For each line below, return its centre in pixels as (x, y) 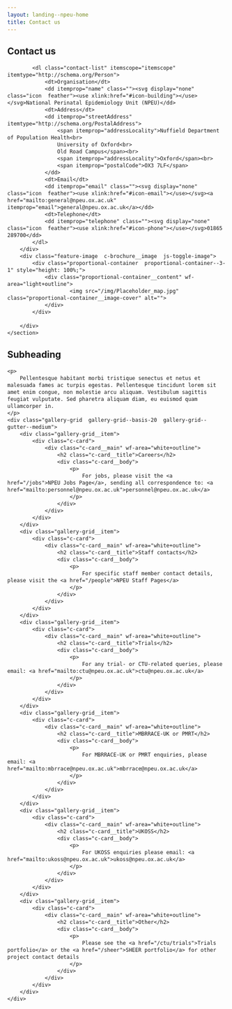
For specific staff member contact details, (148, 574)
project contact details (43, 957)
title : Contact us (34, 22)
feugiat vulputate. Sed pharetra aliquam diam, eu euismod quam (102, 400)
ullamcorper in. (31, 407)
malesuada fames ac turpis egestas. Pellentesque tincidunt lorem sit (112, 386)
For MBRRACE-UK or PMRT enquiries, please (145, 755)
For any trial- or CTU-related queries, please (152, 665)
